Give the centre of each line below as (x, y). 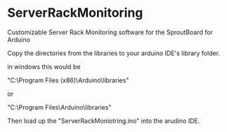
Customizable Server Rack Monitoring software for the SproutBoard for (110, 32)
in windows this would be (44, 66)
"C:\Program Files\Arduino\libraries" (59, 107)
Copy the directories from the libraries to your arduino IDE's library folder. (113, 53)
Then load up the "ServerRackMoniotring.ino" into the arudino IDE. (104, 121)
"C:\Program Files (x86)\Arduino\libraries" (68, 80)
